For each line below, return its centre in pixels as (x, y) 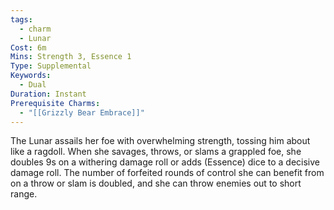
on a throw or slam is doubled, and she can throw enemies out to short (156, 183)
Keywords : (31, 76)
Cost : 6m (28, 47)
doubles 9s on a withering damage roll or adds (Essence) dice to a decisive (165, 162)
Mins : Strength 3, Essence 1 (71, 57)
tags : (21, 19)
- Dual (33, 85)
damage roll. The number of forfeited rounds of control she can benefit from (167, 173)
